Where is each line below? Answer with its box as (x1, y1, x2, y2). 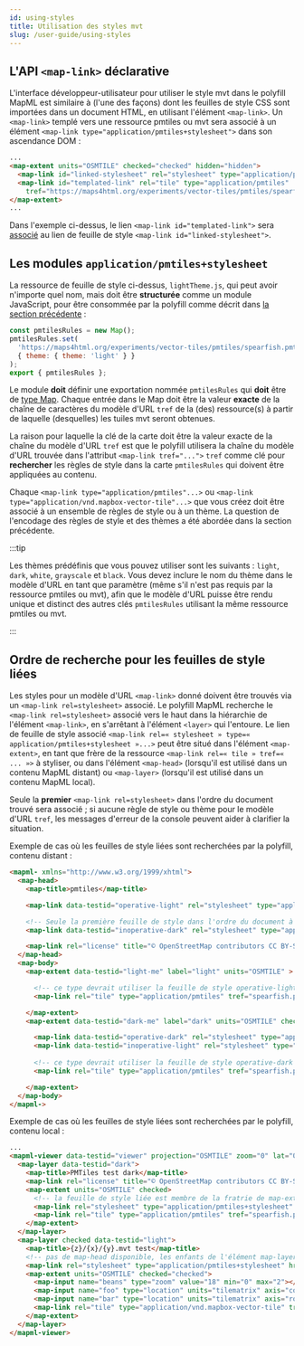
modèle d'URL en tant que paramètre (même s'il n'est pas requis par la (9, 580, 273, 591)
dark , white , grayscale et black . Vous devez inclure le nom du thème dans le (9, 570, 293, 581)
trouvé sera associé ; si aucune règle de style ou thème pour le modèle (9, 804, 274, 815)
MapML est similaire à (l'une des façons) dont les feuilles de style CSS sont (9, 97, 290, 109)
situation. (9, 823, 44, 834)
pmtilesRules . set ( (9, 335, 79, 344)
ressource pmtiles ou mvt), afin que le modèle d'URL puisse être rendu (9, 589, 273, 600)
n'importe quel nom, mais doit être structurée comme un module (9, 289, 252, 300)
